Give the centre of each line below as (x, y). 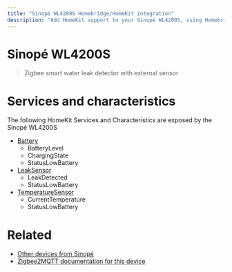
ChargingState (48, 155)
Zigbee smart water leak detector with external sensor (101, 73)
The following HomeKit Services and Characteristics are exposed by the (110, 120)
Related (29, 235)
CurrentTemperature (57, 200)
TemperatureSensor (46, 192)
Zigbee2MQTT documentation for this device (81, 261)
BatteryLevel (46, 148)
